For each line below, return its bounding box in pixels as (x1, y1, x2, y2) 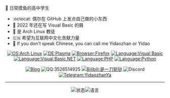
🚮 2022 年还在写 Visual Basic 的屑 (12, 22, 83, 28)
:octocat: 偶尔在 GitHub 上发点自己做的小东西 (12, 16, 107, 22)
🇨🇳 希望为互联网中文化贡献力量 (12, 35, 80, 41)
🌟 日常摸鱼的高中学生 (5, 5, 50, 11)
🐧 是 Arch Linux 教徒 (12, 28, 56, 35)
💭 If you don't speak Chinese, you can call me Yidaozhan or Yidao (12, 41, 150, 46)
